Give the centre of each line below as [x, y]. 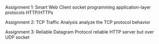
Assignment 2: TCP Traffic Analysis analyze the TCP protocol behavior [78, 22]
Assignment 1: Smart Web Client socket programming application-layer [78, 7]
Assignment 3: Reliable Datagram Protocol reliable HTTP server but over [79, 32]
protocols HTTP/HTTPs [29, 12]
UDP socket [17, 37]
